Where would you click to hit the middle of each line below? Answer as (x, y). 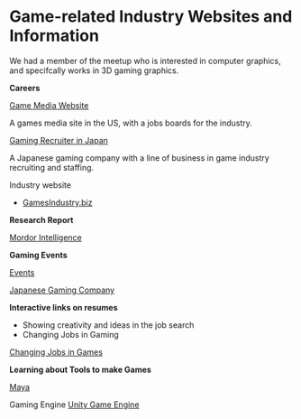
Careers (25, 88)
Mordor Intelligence (46, 237)
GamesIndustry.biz (57, 202)
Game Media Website (49, 105)
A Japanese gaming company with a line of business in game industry (140, 158)
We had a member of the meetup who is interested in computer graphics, (145, 61)
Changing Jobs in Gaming (70, 334)
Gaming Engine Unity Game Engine (74, 405)
